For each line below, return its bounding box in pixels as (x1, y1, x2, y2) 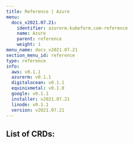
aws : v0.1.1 (11, 69, 41, 75)
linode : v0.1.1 (11, 101, 49, 108)
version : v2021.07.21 (11, 107, 65, 113)
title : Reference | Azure (6, 8, 70, 15)
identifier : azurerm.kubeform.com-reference (17, 25, 128, 31)
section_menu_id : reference (6, 52, 76, 58)
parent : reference (17, 36, 62, 42)
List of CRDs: (6, 129, 55, 139)
